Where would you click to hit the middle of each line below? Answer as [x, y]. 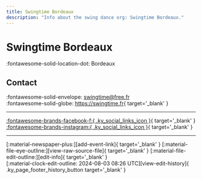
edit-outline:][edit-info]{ [36, 157]
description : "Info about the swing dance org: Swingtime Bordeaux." [95, 17]
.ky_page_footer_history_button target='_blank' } [66, 170]
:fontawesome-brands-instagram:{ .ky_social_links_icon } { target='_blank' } [99, 127]
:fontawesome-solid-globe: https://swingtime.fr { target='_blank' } [87, 103]
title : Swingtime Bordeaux [40, 12]
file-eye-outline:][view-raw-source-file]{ [57, 151]
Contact [22, 83]
